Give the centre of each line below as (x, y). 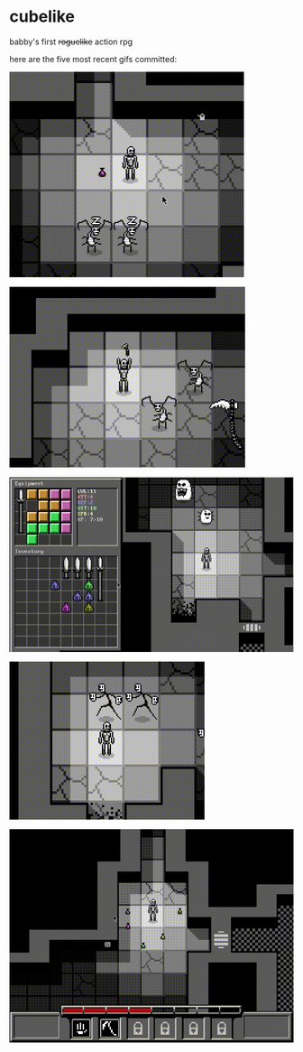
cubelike (42, 17)
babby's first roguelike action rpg (71, 42)
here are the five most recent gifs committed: (93, 59)
